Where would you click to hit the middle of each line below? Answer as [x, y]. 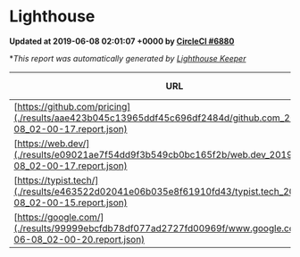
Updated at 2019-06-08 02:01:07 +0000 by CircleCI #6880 [122, 41]
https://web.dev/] [54, 143]
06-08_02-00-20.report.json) [79, 239]
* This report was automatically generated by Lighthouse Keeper [128, 58]
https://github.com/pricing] [74, 106]
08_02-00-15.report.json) [71, 203]
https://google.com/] [61, 217]
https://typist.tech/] [58, 180]
